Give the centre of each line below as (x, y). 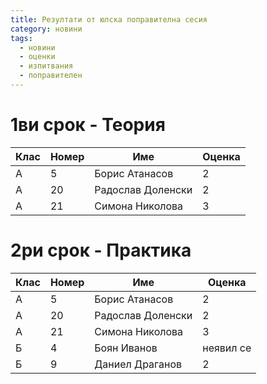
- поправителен (51, 76)
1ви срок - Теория (88, 125)
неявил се (227, 348)
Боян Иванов (126, 348)
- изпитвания (46, 66)
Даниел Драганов (138, 364)
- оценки (37, 57)
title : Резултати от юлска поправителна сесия (109, 19)
